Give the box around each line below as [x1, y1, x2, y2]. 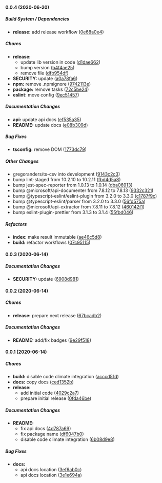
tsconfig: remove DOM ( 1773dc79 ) [12, 146, 87, 152]
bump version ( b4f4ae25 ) [20, 64, 75, 70]
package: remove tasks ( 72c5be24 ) [12, 86, 89, 92]
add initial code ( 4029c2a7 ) [20, 390, 79, 396]
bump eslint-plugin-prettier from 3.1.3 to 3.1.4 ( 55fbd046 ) [12, 209, 134, 216]
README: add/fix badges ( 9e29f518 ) [12, 337, 91, 343]
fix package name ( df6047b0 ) [20, 431, 84, 437]
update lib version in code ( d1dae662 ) [20, 59, 101, 65]
